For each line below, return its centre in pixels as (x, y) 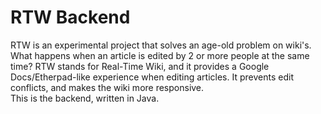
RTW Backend (70, 17)
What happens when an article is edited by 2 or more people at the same (160, 55)
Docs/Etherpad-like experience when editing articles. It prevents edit (152, 77)
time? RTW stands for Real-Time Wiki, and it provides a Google (140, 66)
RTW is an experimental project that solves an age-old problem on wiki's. (161, 45)
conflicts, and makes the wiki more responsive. (107, 87)
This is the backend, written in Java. (85, 98)
